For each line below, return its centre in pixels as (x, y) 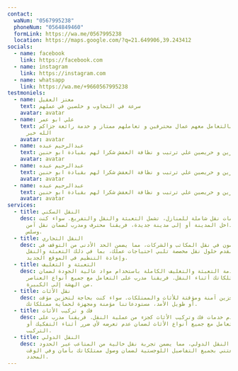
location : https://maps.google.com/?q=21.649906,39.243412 (103, 40)
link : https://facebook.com (61, 60)
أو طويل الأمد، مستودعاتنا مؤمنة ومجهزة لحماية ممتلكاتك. (112, 304)
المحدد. (38, 357)
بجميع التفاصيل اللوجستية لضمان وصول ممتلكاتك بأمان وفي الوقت (121, 350)
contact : (20, 14)
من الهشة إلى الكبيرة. (59, 284)
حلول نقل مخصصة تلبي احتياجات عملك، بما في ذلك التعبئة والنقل (121, 251)
